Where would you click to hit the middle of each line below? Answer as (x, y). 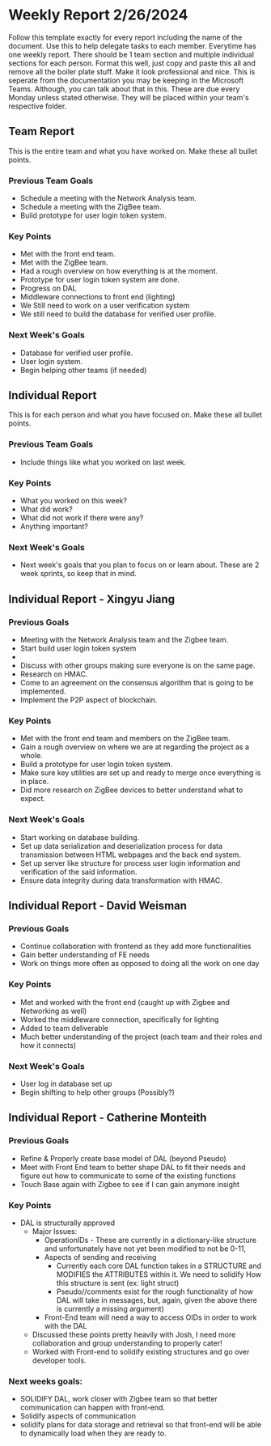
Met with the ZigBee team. (64, 263)
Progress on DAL (48, 288)
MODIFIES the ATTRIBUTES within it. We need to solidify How (159, 1274)
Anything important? (54, 527)
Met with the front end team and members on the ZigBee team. (125, 739)
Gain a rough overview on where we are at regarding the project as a (134, 747)
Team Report (42, 131)
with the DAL (66, 1325)
